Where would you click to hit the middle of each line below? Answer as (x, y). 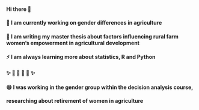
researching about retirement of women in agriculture (75, 101)
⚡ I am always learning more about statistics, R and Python (81, 57)
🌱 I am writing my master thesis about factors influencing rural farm (93, 36)
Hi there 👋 (19, 9)
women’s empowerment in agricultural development (73, 43)
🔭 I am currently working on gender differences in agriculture (84, 23)
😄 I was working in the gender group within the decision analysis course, (100, 87)
